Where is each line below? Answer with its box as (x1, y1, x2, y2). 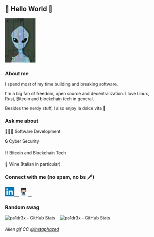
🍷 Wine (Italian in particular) (5, 161, 61, 167)
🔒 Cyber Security (5, 138, 39, 144)
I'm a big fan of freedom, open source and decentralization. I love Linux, (5, 91, 150, 97)
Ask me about (5, 118, 39, 125)
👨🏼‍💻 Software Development (5, 129, 61, 134)
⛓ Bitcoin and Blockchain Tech (5, 150, 66, 156)
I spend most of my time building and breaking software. (5, 81, 118, 87)
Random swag (5, 204, 40, 211)
